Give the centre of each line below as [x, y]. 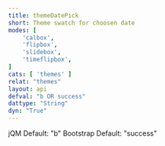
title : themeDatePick [44, 15]
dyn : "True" [27, 111]
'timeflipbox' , [47, 60]
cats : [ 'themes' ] [40, 74]
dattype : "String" [38, 103]
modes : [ [22, 30]
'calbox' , [38, 37]
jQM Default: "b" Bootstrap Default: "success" [82, 133]
